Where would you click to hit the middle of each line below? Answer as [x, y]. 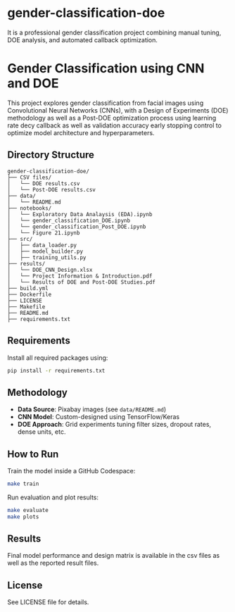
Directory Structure [51, 155]
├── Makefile [26, 307]
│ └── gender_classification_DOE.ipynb [69, 220]
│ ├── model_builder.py [45, 251]
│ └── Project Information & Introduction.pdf [80, 276]
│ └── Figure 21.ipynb [44, 233]
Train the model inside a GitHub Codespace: [71, 471]
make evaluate [28, 510]
